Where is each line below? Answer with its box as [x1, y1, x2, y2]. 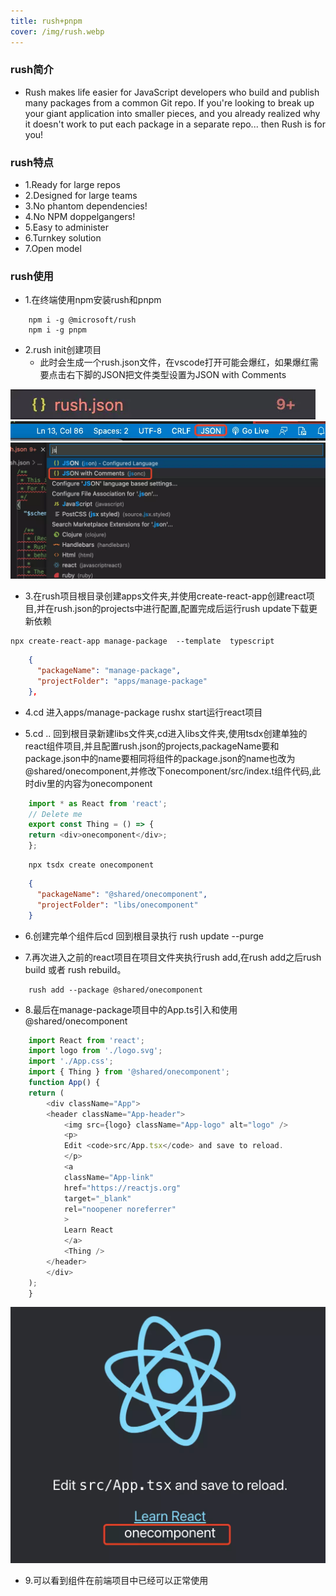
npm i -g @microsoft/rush [28, 315, 137, 325]
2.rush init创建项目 [24, 344, 102, 356]
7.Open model [24, 243, 82, 255]
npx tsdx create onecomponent [28, 860, 155, 870]
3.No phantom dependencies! [24, 200, 148, 212]
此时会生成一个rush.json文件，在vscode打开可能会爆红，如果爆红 [39, 356, 310, 369]
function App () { [28, 1078, 101, 1088]
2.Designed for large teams [24, 190, 138, 202]
